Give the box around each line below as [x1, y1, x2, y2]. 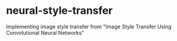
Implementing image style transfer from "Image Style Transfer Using [6, 23, 172, 30]
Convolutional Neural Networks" [6, 29, 84, 36]
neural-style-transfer [6, 4, 113, 17]
